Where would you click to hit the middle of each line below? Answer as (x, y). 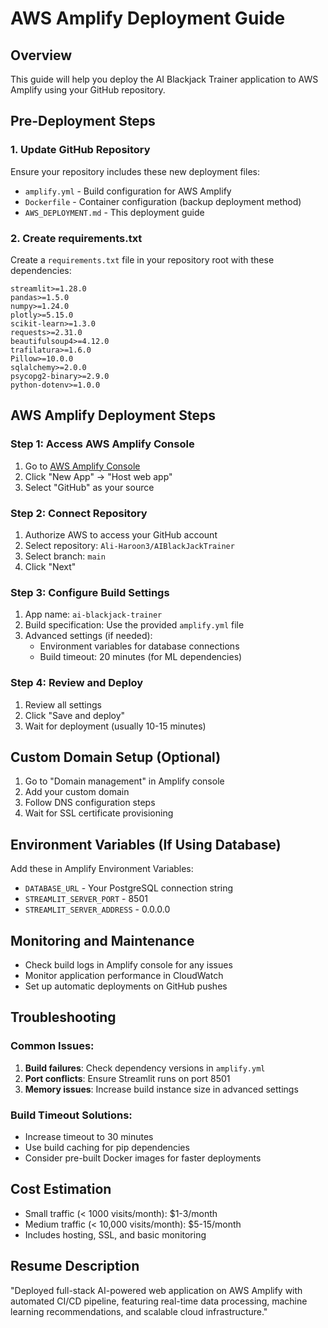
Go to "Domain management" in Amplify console (124, 781)
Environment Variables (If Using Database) (146, 844)
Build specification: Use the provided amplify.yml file (134, 625)
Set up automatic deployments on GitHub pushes (126, 986)
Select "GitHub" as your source (89, 487)
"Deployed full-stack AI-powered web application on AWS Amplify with (156, 1290)
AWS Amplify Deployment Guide (148, 18)
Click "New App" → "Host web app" (98, 476)
